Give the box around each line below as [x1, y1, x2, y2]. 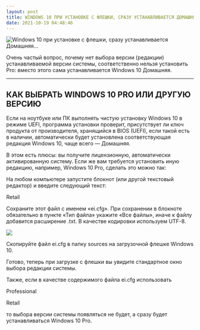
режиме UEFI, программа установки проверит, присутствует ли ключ [6, 121, 184, 128]
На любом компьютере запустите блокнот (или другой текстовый [6, 176, 174, 183]
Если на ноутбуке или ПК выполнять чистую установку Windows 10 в [6, 114, 183, 122]
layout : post [6, 8, 39, 15]
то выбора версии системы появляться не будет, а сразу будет [6, 311, 168, 318]
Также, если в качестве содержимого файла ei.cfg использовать [6, 276, 172, 284]
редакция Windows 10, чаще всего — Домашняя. [6, 140, 131, 147]
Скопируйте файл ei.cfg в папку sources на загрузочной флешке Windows [6, 241, 194, 248]
